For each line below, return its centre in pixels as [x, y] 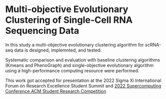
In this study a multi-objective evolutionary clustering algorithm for [75, 44]
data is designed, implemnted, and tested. [58, 50]
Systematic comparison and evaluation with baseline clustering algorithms [83, 60]
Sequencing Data [42, 31]
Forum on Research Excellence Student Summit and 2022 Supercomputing [83, 86]
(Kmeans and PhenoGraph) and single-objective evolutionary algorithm [79, 65]
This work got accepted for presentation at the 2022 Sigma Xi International [83, 80]
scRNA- [153, 44]
